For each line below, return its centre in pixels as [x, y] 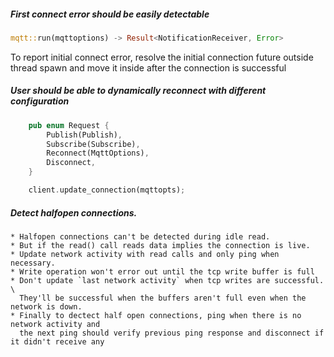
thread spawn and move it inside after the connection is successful [148, 67]
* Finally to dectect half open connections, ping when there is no [156, 315]
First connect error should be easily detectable [110, 14]
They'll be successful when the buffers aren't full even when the [163, 298]
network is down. [46, 306]
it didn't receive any [57, 341]
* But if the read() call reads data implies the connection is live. [160, 245]
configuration [40, 101]
